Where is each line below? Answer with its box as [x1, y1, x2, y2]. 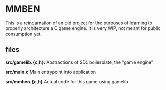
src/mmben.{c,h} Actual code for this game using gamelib [5, 78, 128, 84]
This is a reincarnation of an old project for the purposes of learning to [5, 20, 152, 26]
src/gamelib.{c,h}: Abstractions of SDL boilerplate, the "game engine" [5, 59, 154, 65]
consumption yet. [5, 31, 42, 37]
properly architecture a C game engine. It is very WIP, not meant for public [5, 25, 161, 31]
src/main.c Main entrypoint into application [5, 69, 96, 75]
